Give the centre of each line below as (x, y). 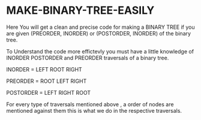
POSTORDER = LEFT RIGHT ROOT (49, 92)
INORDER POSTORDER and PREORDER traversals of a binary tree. (88, 58)
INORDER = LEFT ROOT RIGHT (44, 69)
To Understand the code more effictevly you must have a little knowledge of (100, 51)
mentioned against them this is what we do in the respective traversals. (94, 110)
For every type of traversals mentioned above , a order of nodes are (90, 104)
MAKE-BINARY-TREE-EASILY (80, 10)
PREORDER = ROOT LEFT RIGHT (46, 81)
